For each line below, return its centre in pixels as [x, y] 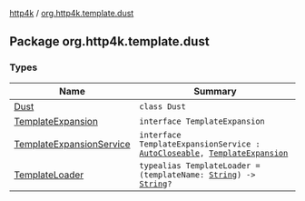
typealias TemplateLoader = [200, 166]
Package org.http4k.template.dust [110, 41]
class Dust [162, 106]
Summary [216, 91]
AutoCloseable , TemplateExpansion [214, 153]
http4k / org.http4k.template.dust [72, 13]
